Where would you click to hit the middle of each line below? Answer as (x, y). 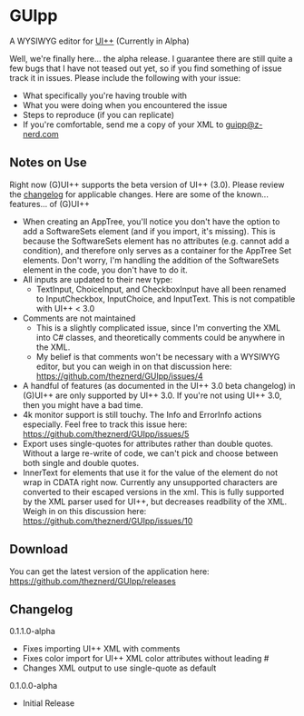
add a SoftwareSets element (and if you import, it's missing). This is (149, 231)
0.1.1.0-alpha (33, 631)
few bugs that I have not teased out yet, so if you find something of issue (146, 68)
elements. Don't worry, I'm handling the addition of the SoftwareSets (151, 260)
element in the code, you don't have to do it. (105, 270)
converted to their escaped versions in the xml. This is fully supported (153, 492)
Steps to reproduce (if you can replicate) (98, 114)
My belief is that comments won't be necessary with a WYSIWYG (158, 356)
